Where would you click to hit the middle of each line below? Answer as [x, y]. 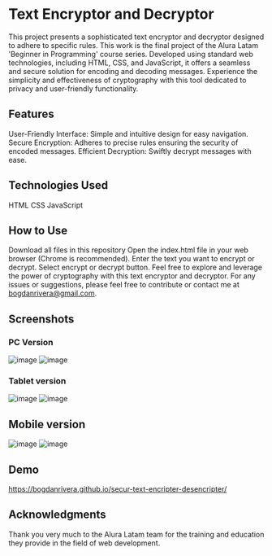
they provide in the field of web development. [84, 543]
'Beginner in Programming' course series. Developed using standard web [131, 54]
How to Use [38, 230]
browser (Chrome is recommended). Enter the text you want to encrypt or [132, 259]
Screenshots [41, 319]
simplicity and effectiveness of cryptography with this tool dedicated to [127, 80]
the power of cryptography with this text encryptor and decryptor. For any [132, 276]
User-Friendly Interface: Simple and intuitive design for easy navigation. [129, 134]
